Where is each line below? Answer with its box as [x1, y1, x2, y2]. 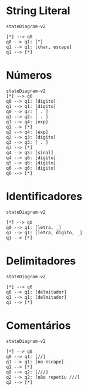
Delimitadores [6, 254, 76, 268]
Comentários [6, 319, 72, 332]
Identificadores [6, 190, 83, 203]
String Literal [6, 4, 70, 18]
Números [6, 69, 52, 82]
